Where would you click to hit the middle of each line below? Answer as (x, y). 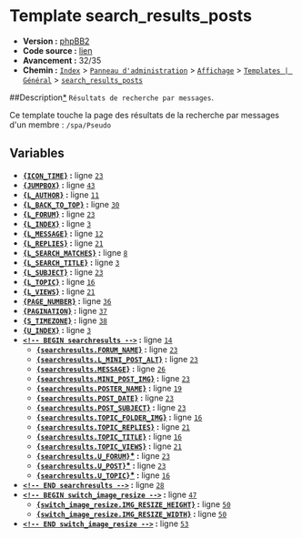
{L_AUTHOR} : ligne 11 (61, 194)
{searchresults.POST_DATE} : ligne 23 (105, 398)
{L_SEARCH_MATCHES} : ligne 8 (75, 252)
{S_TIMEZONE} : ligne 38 (65, 320)
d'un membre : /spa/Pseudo (60, 125)
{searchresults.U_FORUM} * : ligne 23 (103, 455)
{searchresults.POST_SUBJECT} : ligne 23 (111, 407)
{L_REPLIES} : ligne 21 (63, 243)
